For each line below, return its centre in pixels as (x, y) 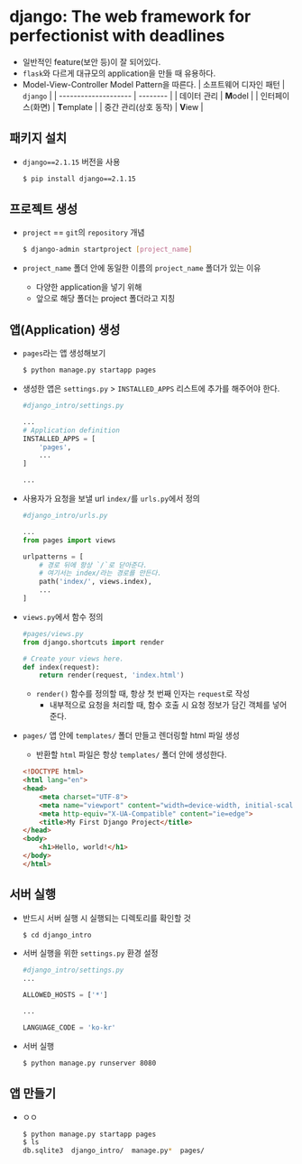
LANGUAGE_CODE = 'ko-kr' (69, 1027)
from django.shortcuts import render (93, 642)
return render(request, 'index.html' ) (112, 675)
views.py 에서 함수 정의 (63, 616)
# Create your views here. (73, 659)
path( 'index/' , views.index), (96, 582)
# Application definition (71, 430)
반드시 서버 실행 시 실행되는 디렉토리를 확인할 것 (106, 918)
